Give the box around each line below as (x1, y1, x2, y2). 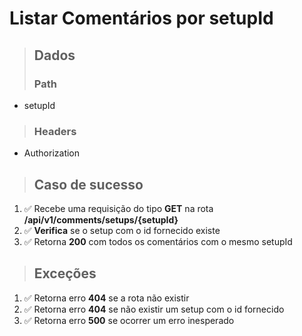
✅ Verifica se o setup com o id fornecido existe (23, 224, 221, 236)
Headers (33, 124, 77, 138)
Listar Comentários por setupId (9, 7, 274, 30)
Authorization (23, 147, 81, 159)
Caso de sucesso (33, 176, 144, 193)
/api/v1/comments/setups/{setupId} (23, 213, 179, 226)
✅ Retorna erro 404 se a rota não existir (23, 292, 190, 304)
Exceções (33, 265, 97, 282)
